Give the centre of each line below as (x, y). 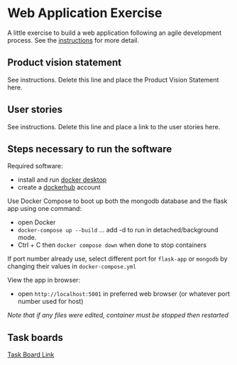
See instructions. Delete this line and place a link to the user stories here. (114, 126)
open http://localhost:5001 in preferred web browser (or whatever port (124, 294)
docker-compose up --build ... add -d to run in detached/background (118, 230)
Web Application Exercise (85, 13)
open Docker (37, 222)
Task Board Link (31, 355)
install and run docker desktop (62, 180)
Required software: (35, 166)
